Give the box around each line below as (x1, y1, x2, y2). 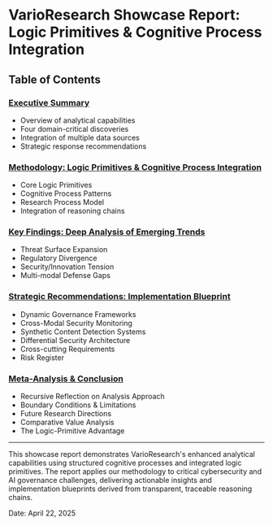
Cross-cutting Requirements (19, 344, 115, 354)
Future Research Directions (19, 409, 112, 419)
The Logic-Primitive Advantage (19, 426, 125, 436)
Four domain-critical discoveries (19, 124, 129, 133)
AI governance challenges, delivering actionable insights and (8, 476, 213, 485)
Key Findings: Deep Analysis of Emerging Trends (8, 226, 206, 237)
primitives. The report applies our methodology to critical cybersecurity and (8, 467, 262, 476)
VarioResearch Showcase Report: (8, 6, 240, 24)
